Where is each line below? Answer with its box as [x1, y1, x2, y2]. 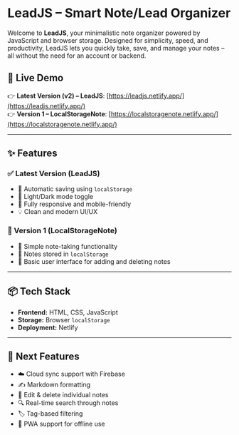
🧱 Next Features [7, 350, 80, 362]
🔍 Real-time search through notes [17, 399, 119, 407]
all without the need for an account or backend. [7, 51, 147, 60]
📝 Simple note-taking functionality [17, 242, 118, 250]
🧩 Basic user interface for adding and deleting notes [17, 257, 171, 265]
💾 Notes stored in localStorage [17, 250, 109, 258]
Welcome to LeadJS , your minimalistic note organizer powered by [7, 29, 201, 37]
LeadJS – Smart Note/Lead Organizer [7, 5, 231, 21]
